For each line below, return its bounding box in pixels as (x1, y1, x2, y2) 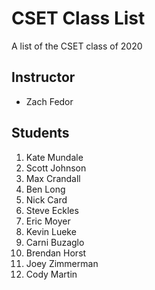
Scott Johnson (25, 162, 87, 174)
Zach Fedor (25, 95, 74, 107)
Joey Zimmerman (25, 257, 99, 269)
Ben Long (25, 183, 66, 195)
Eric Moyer (25, 215, 71, 227)
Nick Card (25, 193, 68, 206)
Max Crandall (25, 172, 81, 184)
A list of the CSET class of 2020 (11, 40, 143, 52)
